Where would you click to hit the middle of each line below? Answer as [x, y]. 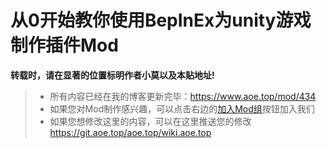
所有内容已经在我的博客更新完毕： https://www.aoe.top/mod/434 [183, 96]
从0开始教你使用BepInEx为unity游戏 [161, 20]
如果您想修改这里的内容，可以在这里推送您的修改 [150, 121]
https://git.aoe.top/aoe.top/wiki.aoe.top [130, 132]
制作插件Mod [64, 45]
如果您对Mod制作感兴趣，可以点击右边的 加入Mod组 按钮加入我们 [182, 108]
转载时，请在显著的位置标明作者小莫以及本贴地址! [112, 75]
